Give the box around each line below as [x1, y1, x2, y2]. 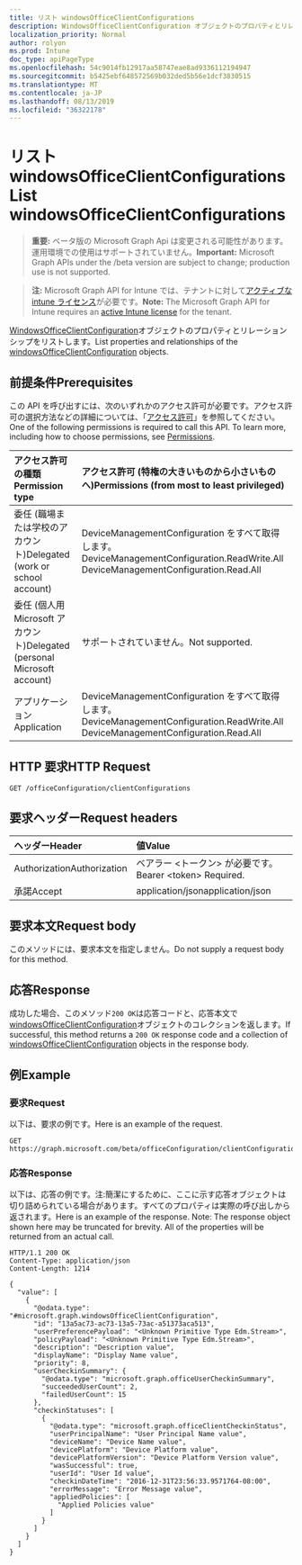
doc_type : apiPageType [9, 55, 94, 64]
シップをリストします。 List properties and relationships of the [9, 337, 238, 347]
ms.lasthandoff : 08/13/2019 [9, 96, 115, 106]
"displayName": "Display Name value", [32, 1351, 179, 1360]
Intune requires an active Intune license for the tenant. [31, 307, 232, 318]
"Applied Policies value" [57, 1500, 155, 1510]
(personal [13, 652, 55, 663]
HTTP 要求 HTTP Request [9, 760, 151, 775]
